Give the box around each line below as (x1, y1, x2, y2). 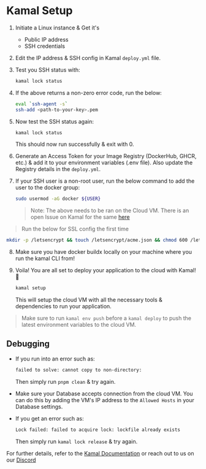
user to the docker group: (15, 184, 80, 191)
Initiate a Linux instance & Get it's (15, 24, 100, 31)
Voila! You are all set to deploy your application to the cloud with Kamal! (15, 267, 196, 274)
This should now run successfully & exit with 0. (15, 140, 134, 148)
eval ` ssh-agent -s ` (15, 101, 68, 107)
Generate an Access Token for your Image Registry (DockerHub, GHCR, (15, 153, 197, 160)
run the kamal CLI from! (15, 255, 75, 262)
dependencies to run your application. (15, 303, 112, 310)
